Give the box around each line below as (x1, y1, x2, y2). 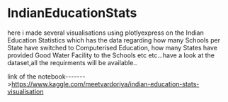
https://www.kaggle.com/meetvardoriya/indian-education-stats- (11, 79, 200, 88)
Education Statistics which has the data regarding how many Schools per (7, 35, 221, 44)
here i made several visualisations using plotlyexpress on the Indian (7, 28, 204, 37)
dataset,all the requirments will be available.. (7, 58, 137, 67)
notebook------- (38, 72, 86, 81)
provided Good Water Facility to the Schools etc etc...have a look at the (7, 51, 215, 59)
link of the (7, 72, 37, 81)
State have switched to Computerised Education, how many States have (7, 43, 218, 52)
